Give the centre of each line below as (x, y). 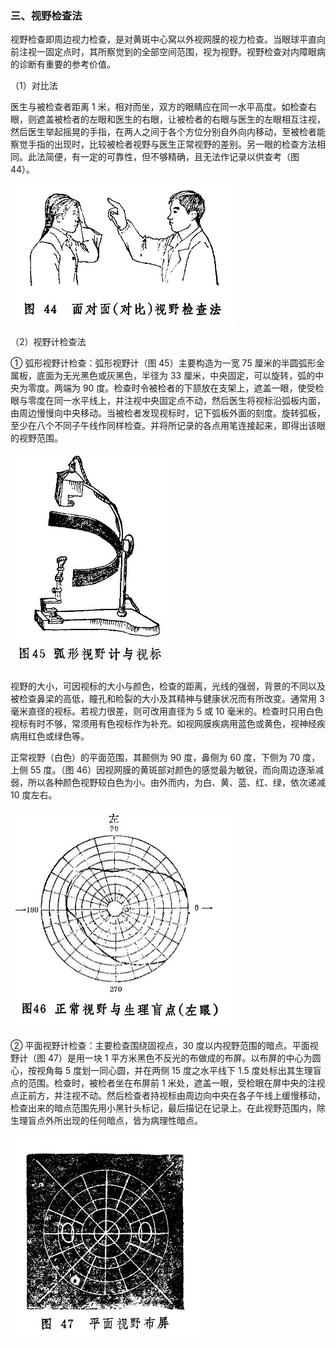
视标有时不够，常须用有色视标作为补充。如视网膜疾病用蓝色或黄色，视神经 (163, 723)
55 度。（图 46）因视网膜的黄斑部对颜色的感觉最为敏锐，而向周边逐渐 (172, 769)
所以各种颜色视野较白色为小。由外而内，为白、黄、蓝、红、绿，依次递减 (176, 782)
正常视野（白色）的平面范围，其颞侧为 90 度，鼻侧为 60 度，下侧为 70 (155, 757)
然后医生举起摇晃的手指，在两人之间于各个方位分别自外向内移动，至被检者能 (168, 132)
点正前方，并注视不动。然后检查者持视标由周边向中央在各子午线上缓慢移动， (168, 1096)
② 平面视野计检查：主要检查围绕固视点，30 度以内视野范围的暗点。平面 (160, 1046)
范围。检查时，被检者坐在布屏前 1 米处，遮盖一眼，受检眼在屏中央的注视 (176, 1083)
